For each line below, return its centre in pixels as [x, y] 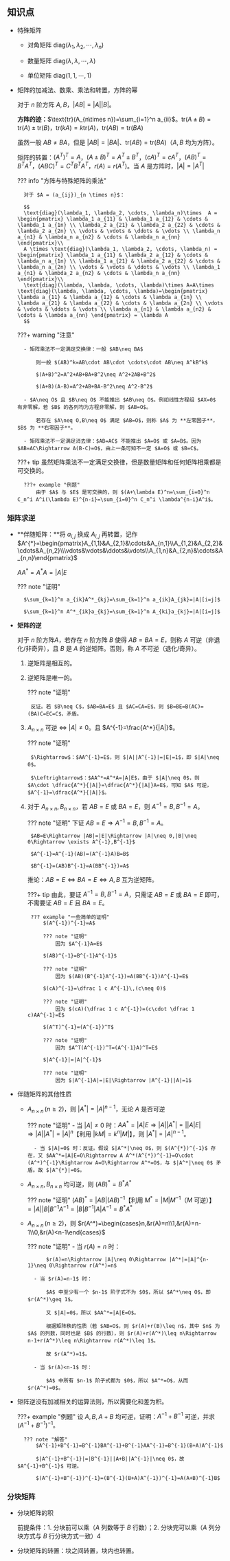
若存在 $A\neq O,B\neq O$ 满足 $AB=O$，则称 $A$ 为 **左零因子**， [127, 420]
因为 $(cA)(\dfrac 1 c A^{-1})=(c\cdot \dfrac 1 [125, 1009]
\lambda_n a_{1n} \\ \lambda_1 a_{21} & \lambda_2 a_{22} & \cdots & [119, 261]
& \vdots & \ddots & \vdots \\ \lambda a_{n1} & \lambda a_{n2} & [114, 309]
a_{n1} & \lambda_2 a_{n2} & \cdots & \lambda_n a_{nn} [99, 273]
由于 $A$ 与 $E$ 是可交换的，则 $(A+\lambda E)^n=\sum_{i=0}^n [123, 492]
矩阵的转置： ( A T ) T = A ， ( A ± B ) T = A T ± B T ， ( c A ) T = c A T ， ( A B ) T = [112, 157]
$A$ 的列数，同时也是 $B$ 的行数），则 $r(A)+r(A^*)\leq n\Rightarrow [122, 1333]
